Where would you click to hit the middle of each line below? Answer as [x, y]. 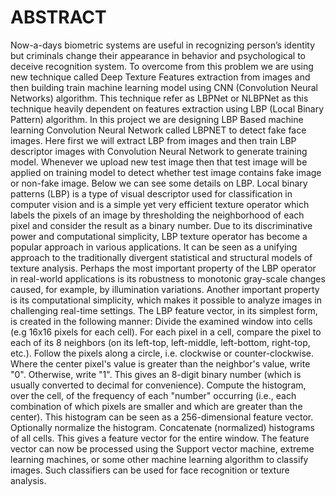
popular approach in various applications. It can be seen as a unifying [154, 247]
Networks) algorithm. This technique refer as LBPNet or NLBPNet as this [159, 98]
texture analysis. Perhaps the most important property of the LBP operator [163, 268]
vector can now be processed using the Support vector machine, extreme [162, 448]
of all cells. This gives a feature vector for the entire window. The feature [160, 438]
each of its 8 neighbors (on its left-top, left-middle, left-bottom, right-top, [160, 342]
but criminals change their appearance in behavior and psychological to [158, 55]
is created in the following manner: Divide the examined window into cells [161, 321]
